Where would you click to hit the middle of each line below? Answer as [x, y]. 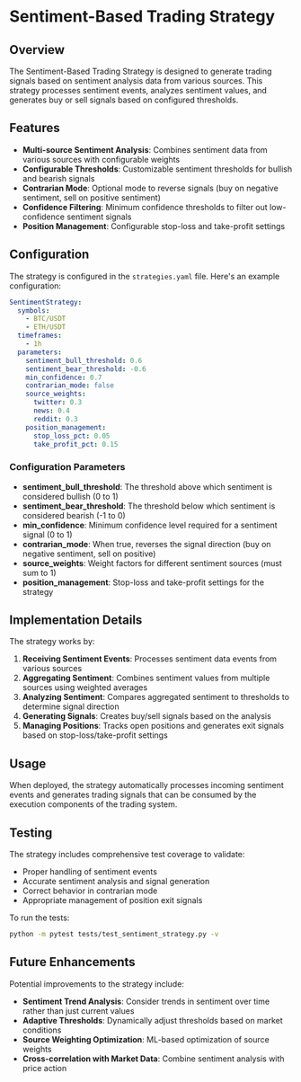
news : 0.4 [51, 411]
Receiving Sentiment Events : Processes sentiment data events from [149, 659]
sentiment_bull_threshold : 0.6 [84, 360]
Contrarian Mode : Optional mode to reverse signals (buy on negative [150, 188]
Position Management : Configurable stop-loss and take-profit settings [154, 226]
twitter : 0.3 [58, 403]
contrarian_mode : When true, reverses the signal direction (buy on [146, 544]
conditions [42, 1030]
